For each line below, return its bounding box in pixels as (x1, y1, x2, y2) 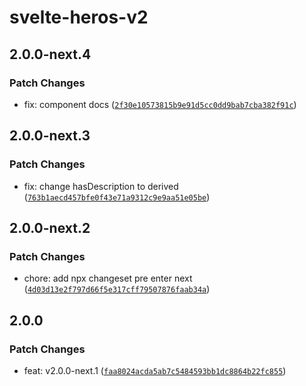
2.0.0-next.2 (9, 219, 91, 236)
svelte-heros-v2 (9, 6, 149, 29)
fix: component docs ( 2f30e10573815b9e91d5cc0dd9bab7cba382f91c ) (23, 98, 297, 110)
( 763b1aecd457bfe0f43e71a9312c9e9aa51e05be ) (23, 191, 211, 203)
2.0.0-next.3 (9, 127, 91, 145)
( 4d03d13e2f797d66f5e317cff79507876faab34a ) (23, 283, 211, 295)
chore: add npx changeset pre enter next (23, 272, 193, 285)
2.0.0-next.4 (9, 46, 92, 63)
